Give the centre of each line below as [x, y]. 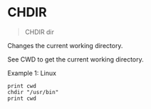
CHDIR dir [40, 32]
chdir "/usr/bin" [33, 92]
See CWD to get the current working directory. [75, 59]
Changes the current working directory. [65, 45]
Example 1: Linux [32, 73]
